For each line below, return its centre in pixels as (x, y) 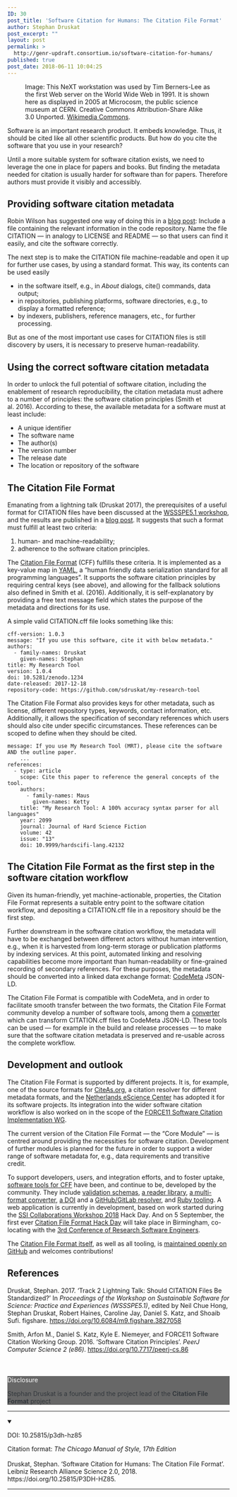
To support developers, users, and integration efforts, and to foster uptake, (116, 1177)
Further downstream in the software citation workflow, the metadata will (112, 931)
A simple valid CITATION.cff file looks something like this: (91, 621)
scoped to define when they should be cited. (72, 733)
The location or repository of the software (78, 466)
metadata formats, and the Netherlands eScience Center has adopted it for (116, 1097)
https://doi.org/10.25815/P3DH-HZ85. (62, 1479)
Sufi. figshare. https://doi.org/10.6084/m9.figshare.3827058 (95, 1320)
